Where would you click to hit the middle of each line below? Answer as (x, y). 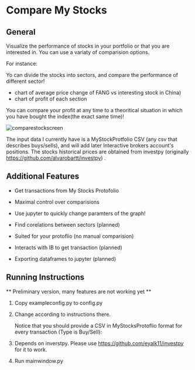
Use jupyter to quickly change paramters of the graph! (80, 213)
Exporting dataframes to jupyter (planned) (65, 258)
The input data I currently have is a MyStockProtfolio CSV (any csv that (92, 139)
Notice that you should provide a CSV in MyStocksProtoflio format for (98, 325)
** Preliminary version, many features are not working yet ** (79, 291)
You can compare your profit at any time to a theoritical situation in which (94, 110)
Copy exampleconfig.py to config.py (59, 302)
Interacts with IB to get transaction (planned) (68, 247)
